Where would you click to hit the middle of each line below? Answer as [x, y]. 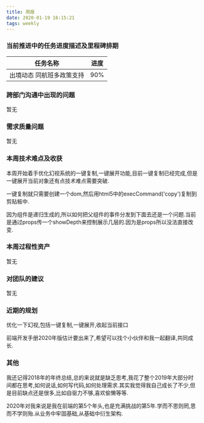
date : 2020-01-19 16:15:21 [40, 18]
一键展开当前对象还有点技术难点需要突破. [58, 180]
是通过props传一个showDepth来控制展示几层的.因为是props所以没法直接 [97, 222]
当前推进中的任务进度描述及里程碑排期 [62, 46]
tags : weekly [23, 23]
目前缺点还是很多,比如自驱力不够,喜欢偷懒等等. [70, 392]
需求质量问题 [25, 127]
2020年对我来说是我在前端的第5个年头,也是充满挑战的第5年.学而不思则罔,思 [101, 406]
